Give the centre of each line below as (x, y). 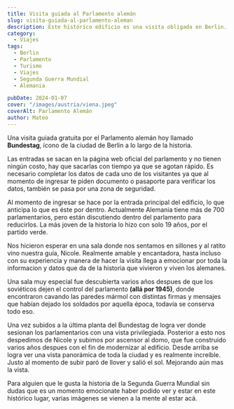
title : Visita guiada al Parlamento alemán (72, 14)
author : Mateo (28, 118)
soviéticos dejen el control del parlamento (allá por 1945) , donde (101, 289)
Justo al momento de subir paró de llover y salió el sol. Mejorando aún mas (116, 362)
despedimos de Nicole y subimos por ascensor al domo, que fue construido (117, 340)
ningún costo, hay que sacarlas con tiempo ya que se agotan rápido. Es (110, 166)
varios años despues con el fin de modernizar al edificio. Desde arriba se (113, 347)
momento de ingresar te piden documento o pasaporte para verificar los (111, 181)
